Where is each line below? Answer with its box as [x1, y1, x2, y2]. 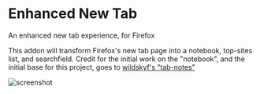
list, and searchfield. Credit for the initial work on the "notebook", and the [8, 54, 246, 63]
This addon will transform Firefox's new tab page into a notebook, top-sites [8, 45, 253, 55]
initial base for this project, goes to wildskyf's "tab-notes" [8, 62, 195, 71]
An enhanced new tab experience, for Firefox [8, 31, 155, 40]
